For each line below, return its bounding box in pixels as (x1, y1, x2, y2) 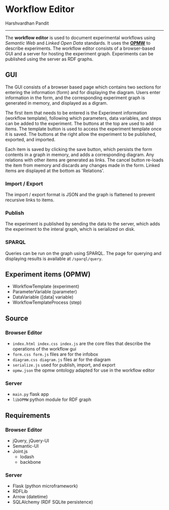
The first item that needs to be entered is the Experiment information (5, 110, 147, 116)
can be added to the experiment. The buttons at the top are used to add (5, 120, 154, 126)
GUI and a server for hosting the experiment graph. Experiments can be (5, 50, 153, 56)
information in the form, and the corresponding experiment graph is (5, 95, 145, 101)
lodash (20, 454, 34, 460)
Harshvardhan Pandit (5, 20, 49, 26)
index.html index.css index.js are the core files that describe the (12, 341, 151, 347)
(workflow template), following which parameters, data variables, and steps (5, 115, 161, 121)
